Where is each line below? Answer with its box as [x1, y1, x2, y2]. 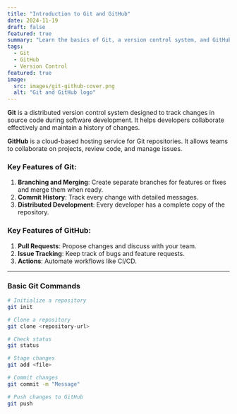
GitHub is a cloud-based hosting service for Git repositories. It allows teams [7, 137, 228, 145]
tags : [7, 43, 23, 50]
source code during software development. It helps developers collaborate [7, 116, 224, 124]
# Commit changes [7, 375, 59, 382]
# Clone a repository [7, 316, 71, 323]
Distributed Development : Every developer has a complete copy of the [17, 200, 226, 209]
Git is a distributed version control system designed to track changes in [7, 109, 215, 117]
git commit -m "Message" [7, 380, 80, 388]
